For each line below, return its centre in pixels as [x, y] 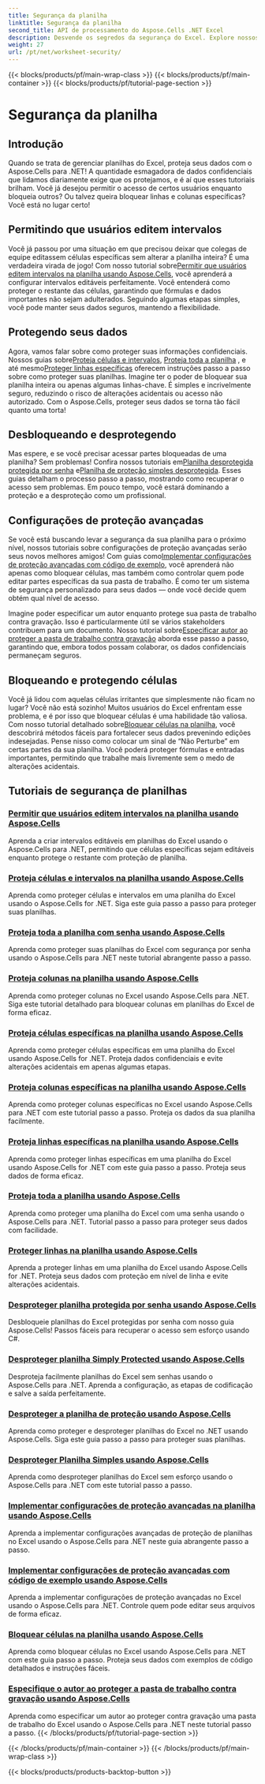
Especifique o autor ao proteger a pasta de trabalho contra [122, 1688]
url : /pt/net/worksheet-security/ [65, 52]
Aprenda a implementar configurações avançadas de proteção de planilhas [131, 1533]
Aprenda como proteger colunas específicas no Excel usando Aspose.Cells [130, 1104]
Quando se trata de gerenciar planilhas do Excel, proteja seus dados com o [130, 163]
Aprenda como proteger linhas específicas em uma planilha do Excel [119, 1159]
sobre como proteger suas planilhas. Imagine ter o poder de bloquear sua [128, 377]
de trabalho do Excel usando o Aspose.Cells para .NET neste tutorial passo [130, 1724]
